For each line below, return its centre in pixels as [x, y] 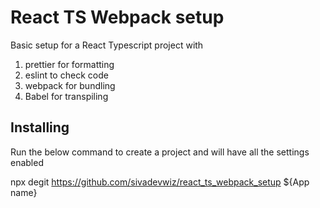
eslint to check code [66, 75]
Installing [40, 127]
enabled [27, 162]
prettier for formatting [69, 64]
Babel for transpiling [66, 96]
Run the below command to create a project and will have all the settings [160, 152]
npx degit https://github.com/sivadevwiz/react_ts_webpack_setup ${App [160, 182]
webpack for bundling [70, 85]
